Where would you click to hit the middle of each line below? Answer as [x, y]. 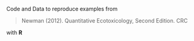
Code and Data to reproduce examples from [62, 9]
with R [14, 32]
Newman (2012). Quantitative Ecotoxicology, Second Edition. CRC [105, 20]
